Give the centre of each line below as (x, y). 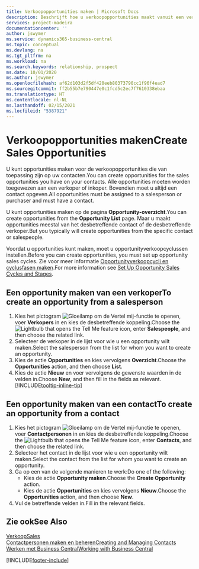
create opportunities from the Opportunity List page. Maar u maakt (88, 218)
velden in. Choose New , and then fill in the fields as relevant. (88, 379)
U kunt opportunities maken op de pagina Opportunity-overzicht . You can (97, 212)
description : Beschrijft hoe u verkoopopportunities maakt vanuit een (95, 17)
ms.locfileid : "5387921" (37, 111)
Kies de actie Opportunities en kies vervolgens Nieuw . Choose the (105, 490)
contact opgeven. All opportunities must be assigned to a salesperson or (94, 194)
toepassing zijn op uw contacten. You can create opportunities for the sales (98, 175)
